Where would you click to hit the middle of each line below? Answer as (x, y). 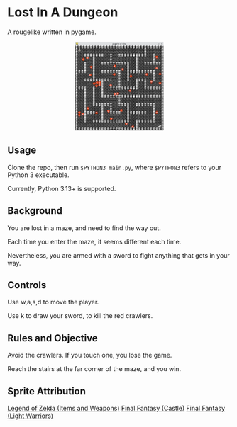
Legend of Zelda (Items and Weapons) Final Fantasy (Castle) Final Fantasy (116, 408)
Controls (27, 285)
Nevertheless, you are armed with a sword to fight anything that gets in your (119, 255)
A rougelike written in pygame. (52, 32)
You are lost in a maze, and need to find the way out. (84, 228)
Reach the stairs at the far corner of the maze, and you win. (94, 369)
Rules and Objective (53, 338)
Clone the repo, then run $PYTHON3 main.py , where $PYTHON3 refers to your (115, 167)
